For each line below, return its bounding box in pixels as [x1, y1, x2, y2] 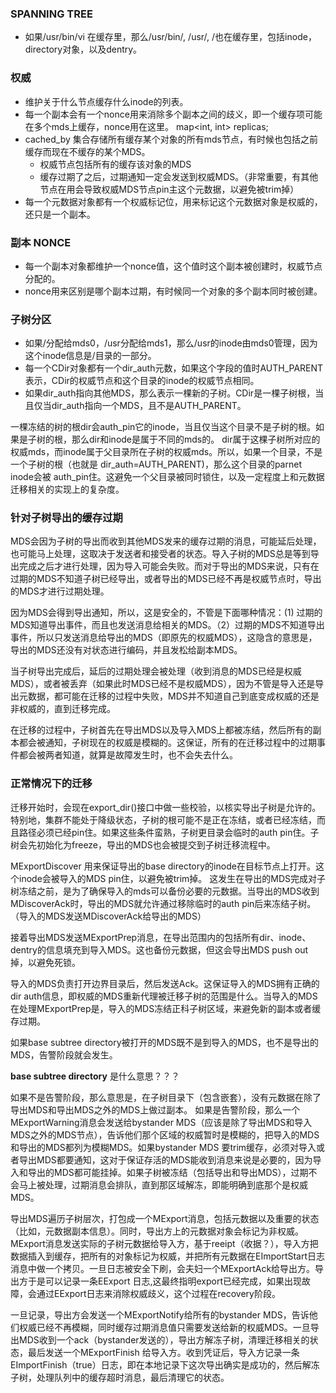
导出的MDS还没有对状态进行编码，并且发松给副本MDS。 [10, 644, 243, 656]
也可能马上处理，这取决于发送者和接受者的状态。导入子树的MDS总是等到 [10, 548, 311, 560]
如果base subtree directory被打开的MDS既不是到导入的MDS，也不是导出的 [10, 1036, 319, 1048]
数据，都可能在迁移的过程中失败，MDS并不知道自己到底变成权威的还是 [27, 690, 320, 702]
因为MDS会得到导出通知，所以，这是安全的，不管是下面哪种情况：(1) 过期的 [10, 607, 323, 619]
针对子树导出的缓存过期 [10, 511, 123, 525]
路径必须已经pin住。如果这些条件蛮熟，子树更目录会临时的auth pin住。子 [18, 826, 320, 838]
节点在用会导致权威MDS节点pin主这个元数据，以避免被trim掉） [39, 183, 300, 195]
